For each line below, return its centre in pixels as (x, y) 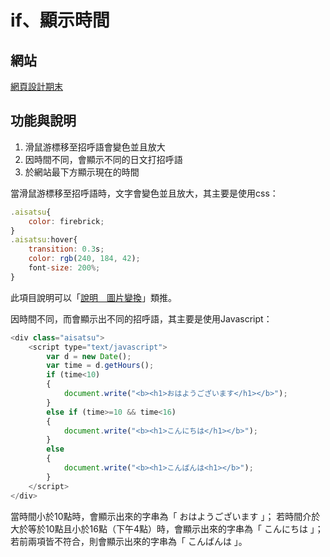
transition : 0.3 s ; (66, 249)
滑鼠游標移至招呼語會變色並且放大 (95, 147)
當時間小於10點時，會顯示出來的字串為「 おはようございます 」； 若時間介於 (165, 516)
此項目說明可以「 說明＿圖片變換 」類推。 (93, 297)
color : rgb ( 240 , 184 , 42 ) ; (84, 259)
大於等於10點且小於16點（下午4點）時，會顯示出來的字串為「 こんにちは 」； (167, 528)
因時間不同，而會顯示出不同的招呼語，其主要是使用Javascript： (141, 318)
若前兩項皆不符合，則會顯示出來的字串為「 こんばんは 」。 (129, 541)
